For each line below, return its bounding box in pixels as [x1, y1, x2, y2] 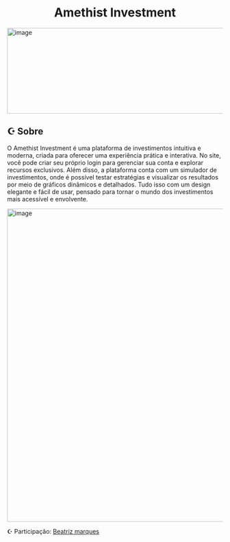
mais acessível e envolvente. [7, 195, 88, 203]
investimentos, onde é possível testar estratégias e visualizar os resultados [7, 173, 219, 181]
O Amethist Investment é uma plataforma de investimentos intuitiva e [7, 144, 201, 152]
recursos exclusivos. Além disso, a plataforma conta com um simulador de [7, 166, 217, 174]
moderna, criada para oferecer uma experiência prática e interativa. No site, [7, 151, 221, 159]
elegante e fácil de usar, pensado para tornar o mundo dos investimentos [7, 187, 214, 196]
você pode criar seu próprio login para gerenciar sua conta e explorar [7, 158, 204, 167]
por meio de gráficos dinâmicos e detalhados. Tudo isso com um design [7, 180, 211, 188]
